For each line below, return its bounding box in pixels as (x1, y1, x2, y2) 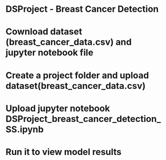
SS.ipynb (5, 123, 44, 135)
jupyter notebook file (5, 47, 93, 58)
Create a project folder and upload (5, 70, 149, 81)
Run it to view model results (5, 146, 122, 158)
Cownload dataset (5, 26, 83, 38)
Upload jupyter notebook (5, 103, 110, 114)
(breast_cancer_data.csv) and (5, 37, 132, 48)
